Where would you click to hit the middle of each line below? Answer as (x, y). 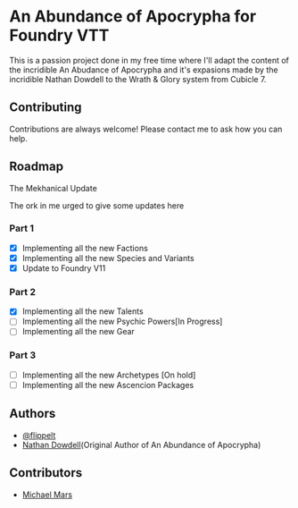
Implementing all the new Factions (85, 248)
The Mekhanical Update (54, 188)
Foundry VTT (59, 35)
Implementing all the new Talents (83, 311)
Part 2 (23, 292)
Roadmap (37, 167)
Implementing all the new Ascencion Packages (108, 385)
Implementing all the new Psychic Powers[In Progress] (122, 322)
